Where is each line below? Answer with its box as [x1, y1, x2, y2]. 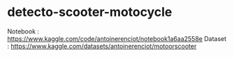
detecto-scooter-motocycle [7, 4, 173, 20]
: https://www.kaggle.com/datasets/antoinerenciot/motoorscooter [7, 42, 197, 50]
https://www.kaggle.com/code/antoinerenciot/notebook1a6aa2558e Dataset [7, 34, 227, 42]
